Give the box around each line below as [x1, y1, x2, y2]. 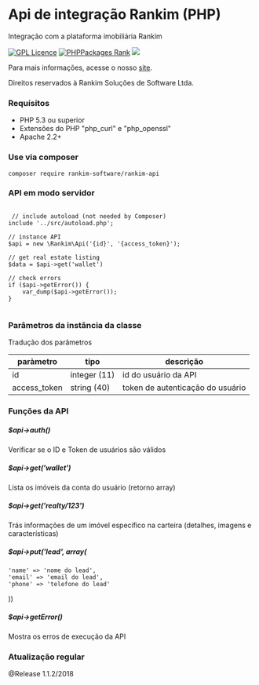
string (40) [70, 382, 111, 393]
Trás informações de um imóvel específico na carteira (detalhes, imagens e [8, 520, 252, 530]
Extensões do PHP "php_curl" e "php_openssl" [19, 124, 171, 133]
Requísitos [8, 97, 49, 108]
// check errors [8, 274, 61, 282]
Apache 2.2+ [19, 132, 62, 142]
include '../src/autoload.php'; [8, 219, 114, 227]
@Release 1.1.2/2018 [8, 669, 75, 679]
